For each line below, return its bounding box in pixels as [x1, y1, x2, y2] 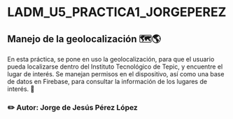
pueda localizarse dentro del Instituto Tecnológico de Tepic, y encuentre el [7, 62, 223, 71]
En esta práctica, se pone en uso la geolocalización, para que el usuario [7, 55, 215, 63]
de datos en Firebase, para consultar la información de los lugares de [7, 78, 208, 85]
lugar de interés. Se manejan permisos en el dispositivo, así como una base [7, 70, 225, 78]
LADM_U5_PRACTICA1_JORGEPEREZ [7, 4, 227, 20]
